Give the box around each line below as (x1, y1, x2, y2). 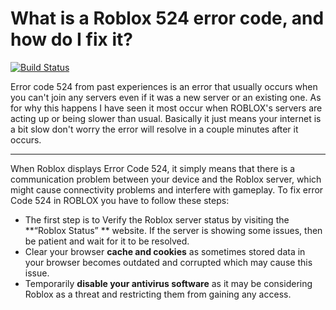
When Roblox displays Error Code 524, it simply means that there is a (10, 162, 296, 174)
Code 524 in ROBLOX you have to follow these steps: (10, 194, 230, 206)
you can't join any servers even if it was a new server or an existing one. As (10, 91, 322, 103)
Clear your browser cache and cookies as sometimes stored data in (24, 245, 306, 257)
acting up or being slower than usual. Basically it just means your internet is (10, 112, 322, 124)
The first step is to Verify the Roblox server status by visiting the (24, 213, 290, 226)
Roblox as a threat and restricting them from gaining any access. (24, 288, 292, 300)
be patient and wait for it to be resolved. (24, 235, 190, 247)
